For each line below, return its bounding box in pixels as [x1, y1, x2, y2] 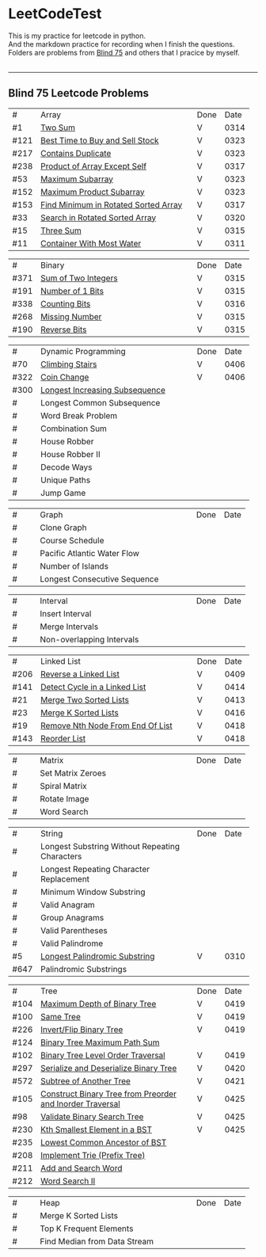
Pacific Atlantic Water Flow [40, 547, 140, 558]
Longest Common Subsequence [40, 397, 161, 408]
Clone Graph [40, 522, 87, 533]
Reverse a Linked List [40, 668, 120, 680]
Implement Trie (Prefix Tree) [40, 1149, 146, 1160]
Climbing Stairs [40, 358, 97, 369]
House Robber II [40, 448, 101, 459]
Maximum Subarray [40, 173, 113, 185]
